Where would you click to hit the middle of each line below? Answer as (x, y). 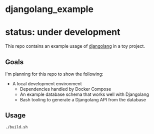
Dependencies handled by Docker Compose (65, 89)
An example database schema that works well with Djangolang (84, 94)
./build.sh (16, 127)
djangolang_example (49, 9)
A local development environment (47, 83)
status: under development (63, 32)
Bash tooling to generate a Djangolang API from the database (83, 99)
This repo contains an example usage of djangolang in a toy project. (75, 46)
